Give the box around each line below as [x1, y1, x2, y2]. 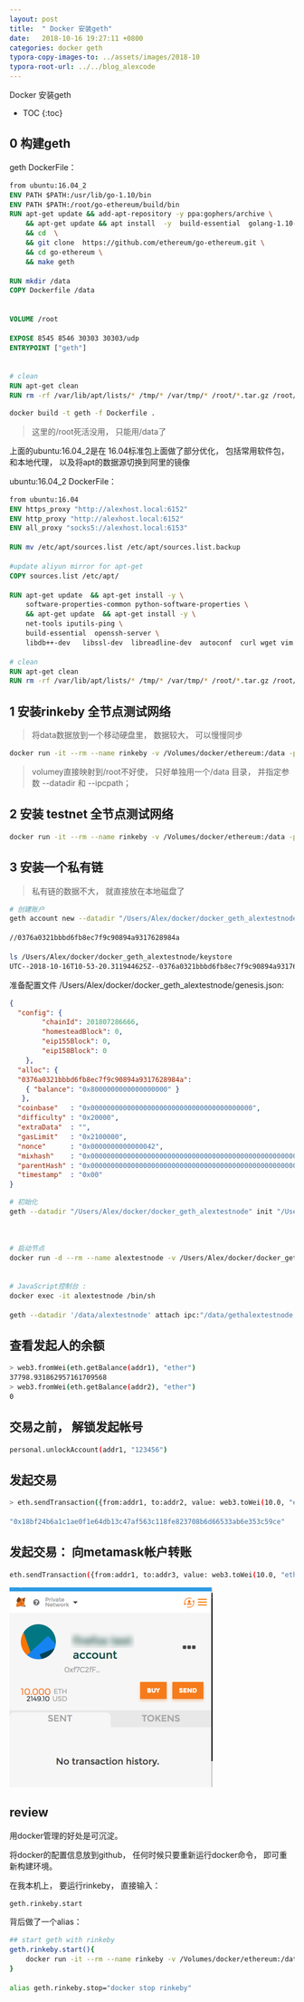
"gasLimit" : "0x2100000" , [17, 1132, 128, 1141]
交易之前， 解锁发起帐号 [9, 1420, 143, 1435]
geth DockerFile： [9, 161, 77, 172]
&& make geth [25, 257, 75, 266]
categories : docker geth [9, 43, 103, 53]
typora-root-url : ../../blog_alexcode [9, 62, 156, 72]
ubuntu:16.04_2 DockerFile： [9, 475, 118, 486]
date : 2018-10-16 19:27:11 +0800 [9, 34, 144, 43]
